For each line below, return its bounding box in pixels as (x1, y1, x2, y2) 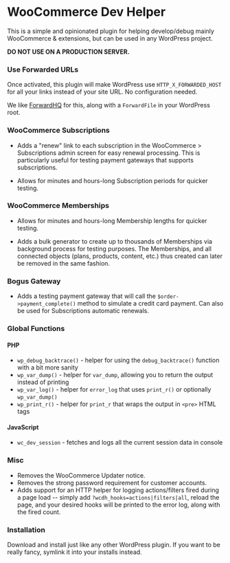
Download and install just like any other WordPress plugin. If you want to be (7, 541, 221, 549)
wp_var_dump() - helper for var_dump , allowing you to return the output (16, 371, 214, 379)
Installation (7, 524, 46, 534)
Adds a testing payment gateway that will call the (16, 292, 157, 300)
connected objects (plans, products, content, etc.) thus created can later (16, 252, 223, 260)
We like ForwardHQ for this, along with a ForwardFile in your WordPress (7, 101, 211, 109)
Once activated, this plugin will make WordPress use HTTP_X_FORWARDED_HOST (7, 81, 222, 89)
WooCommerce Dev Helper (7, 4, 166, 20)
